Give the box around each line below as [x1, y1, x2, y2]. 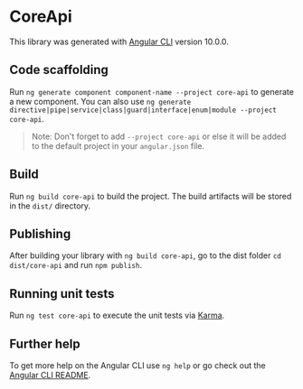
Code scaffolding [9, 62, 109, 78]
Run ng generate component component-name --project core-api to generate [9, 86, 294, 97]
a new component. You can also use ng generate [9, 96, 192, 107]
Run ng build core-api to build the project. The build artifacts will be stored [9, 190, 292, 201]
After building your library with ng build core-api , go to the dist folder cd [9, 250, 282, 261]
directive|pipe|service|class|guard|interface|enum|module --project [9, 106, 278, 115]
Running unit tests [9, 286, 115, 301]
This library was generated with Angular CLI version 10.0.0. [9, 36, 229, 47]
